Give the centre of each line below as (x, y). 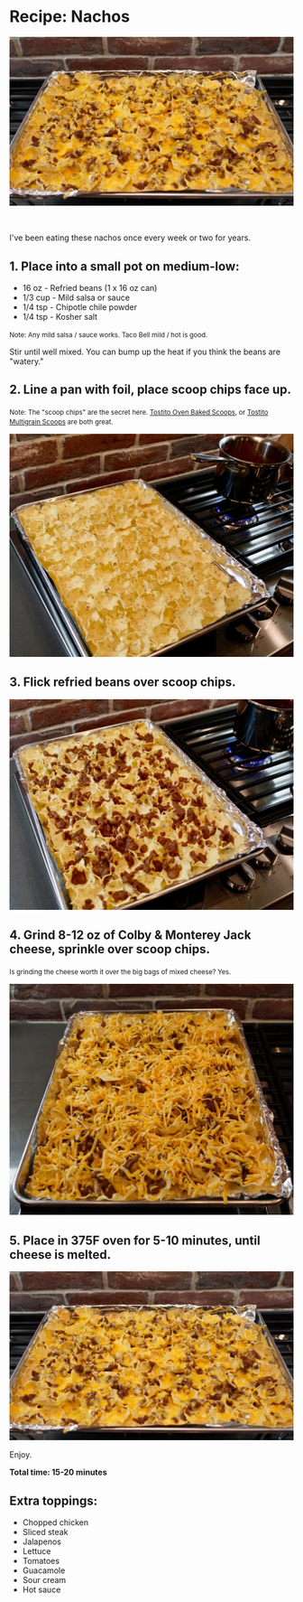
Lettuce (37, 1551)
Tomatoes (41, 1561)
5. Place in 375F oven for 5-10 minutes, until (135, 1240)
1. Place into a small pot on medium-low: (124, 266)
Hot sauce (41, 1590)
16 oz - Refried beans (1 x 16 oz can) (90, 288)
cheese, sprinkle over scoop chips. (110, 949)
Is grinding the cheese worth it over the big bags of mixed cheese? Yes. (120, 972)
